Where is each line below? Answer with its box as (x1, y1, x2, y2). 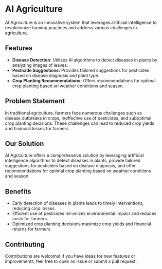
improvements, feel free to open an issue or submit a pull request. (5, 258, 137, 264)
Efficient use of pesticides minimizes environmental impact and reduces (12, 211, 157, 216)
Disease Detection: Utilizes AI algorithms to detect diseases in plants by (12, 57, 158, 63)
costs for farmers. (12, 216, 49, 222)
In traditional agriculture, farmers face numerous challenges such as (5, 110, 142, 115)
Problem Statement (5, 97, 65, 105)
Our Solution (5, 139, 44, 148)
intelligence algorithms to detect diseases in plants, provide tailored (5, 157, 141, 164)
